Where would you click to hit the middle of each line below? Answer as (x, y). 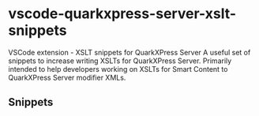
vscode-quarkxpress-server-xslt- (122, 14)
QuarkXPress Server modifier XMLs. (67, 77)
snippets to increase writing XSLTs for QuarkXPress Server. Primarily (120, 61)
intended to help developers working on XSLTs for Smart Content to (118, 69)
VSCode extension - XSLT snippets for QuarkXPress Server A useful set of (129, 52)
